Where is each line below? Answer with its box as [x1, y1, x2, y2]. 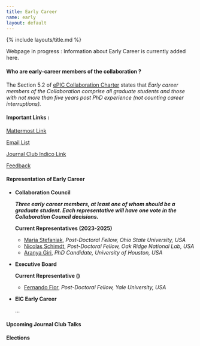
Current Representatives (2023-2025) [14, 225, 113, 232]
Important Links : [6, 114, 50, 121]
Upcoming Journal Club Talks [6, 320, 81, 327]
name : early [6, 14, 36, 20]
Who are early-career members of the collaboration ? [6, 68, 142, 75]
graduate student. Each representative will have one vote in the [14, 207, 177, 214]
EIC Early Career [14, 295, 57, 302]
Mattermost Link [6, 127, 47, 134]
